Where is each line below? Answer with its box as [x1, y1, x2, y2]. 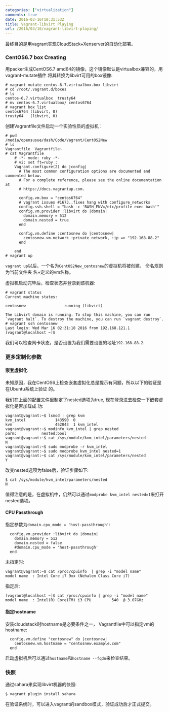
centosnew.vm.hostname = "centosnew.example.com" [14, 641, 121, 646]
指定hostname [5, 609, 36, 615]
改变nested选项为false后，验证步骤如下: [5, 467, 89, 473]
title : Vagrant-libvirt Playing [5, 21, 73, 27]
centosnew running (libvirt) [5, 303, 103, 309]
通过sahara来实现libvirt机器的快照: [5, 682, 77, 688]
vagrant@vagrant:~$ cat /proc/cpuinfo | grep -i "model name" [5, 569, 142, 574]
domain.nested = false [14, 540, 62, 545]
